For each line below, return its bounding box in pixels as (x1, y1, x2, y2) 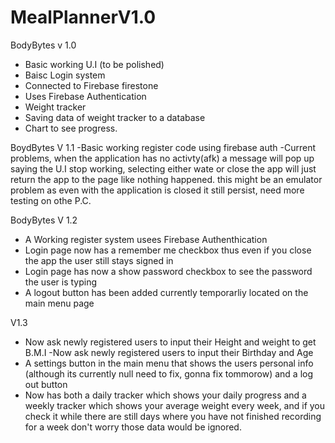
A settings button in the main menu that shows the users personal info (24, 357, 314, 369)
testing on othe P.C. (10, 194, 92, 206)
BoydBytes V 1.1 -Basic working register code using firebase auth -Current (10, 141, 317, 153)
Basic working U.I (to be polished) (24, 58, 165, 70)
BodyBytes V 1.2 (10, 214, 78, 226)
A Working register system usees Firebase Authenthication (24, 233, 268, 245)
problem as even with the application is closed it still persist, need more (10, 184, 305, 196)
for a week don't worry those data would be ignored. (24, 421, 242, 433)
